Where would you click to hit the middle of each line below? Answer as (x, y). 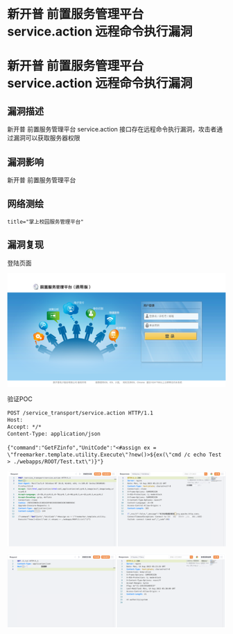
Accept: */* (24, 427)
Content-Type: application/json (54, 434)
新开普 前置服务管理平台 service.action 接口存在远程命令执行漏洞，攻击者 (112, 129)
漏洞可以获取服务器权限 (46, 138)
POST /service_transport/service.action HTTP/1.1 (80, 413)
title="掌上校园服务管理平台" (46, 222)
